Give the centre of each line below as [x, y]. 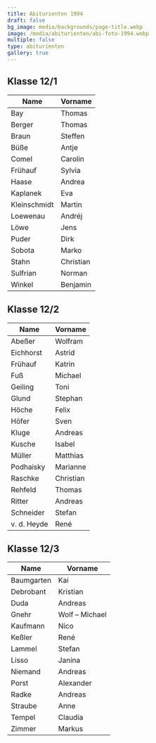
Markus [71, 729]
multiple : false [31, 40]
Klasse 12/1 [32, 82]
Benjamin [76, 284]
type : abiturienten [36, 46]
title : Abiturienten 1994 [45, 14]
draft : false [26, 20]
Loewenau [28, 216]
